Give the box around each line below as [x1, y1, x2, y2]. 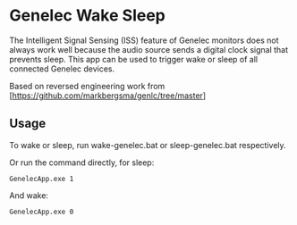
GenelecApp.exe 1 [9, 174, 74, 183]
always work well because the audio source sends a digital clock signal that [9, 44, 289, 54]
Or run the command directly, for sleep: [9, 157, 155, 168]
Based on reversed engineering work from [9, 80, 165, 91]
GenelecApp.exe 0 [9, 207, 74, 216]
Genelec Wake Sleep [9, 5, 165, 26]
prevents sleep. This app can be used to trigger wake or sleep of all [9, 54, 258, 64]
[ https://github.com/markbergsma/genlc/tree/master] [9, 90, 207, 101]
